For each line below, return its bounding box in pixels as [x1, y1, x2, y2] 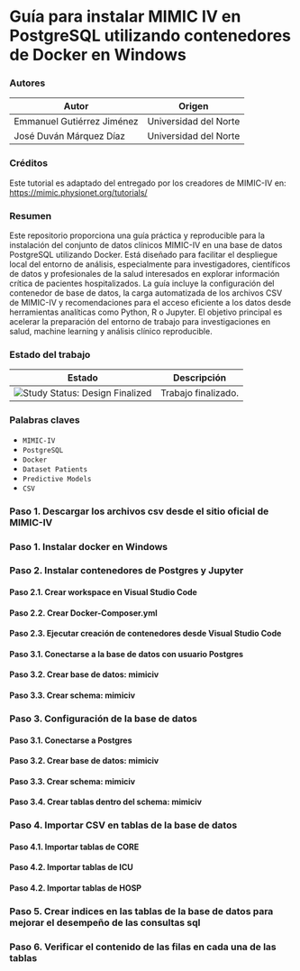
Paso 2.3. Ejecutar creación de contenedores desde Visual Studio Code [9, 628, 282, 639]
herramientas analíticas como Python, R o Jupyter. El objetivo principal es [9, 307, 283, 317]
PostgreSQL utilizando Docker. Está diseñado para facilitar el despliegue [9, 250, 277, 261]
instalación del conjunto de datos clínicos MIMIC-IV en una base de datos [9, 240, 283, 251]
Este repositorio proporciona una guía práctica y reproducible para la [9, 230, 266, 241]
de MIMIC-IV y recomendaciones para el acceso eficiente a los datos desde [9, 298, 291, 308]
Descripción [172, 371, 227, 384]
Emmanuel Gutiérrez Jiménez [14, 115, 139, 128]
